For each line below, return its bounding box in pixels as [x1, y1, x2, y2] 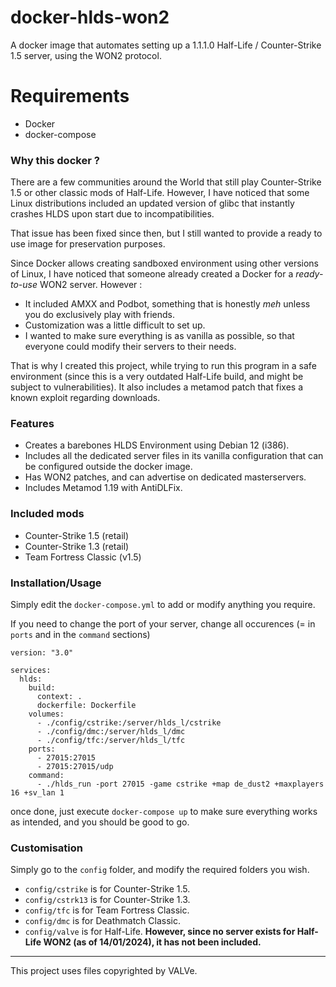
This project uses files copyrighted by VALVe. [10, 965, 198, 977]
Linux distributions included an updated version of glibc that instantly [10, 197, 295, 210]
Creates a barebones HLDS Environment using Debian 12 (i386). [24, 439, 290, 451]
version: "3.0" [10, 648, 74, 658]
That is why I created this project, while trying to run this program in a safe [10, 360, 317, 372]
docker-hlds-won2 [10, 6, 170, 29]
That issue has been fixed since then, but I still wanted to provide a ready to [10, 227, 323, 240]
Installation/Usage [10, 576, 102, 590]
